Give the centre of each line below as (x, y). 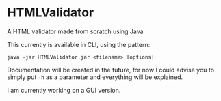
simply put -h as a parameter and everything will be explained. (95, 77)
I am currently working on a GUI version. (64, 90)
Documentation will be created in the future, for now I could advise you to (110, 70)
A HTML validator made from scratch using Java (75, 31)
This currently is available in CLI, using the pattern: (79, 44)
